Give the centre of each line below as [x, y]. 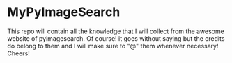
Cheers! [18, 53]
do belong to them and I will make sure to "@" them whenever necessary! [113, 46]
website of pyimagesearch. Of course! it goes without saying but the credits [116, 38]
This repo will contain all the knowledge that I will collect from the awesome [116, 31]
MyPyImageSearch [64, 12]
